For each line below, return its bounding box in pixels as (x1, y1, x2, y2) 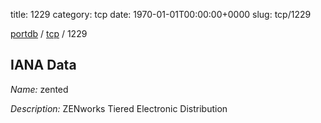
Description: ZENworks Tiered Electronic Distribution (10, 102, 228, 114)
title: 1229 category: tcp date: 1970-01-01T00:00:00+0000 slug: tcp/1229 (10, 9, 312, 20)
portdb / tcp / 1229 (10, 28, 88, 39)
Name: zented (10, 83, 69, 95)
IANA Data (10, 57, 77, 74)
